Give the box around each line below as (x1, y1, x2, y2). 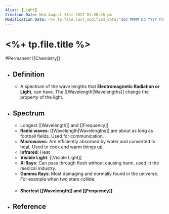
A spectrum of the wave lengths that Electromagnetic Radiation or (20, 83, 160, 90)
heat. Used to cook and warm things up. (20, 144, 104, 150)
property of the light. (20, 94, 64, 100)
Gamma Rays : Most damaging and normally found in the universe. (20, 170, 158, 177)
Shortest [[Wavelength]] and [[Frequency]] (20, 188, 113, 194)
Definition (12, 70, 45, 78)
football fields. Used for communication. (20, 133, 104, 139)
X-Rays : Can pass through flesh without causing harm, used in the (20, 160, 159, 166)
